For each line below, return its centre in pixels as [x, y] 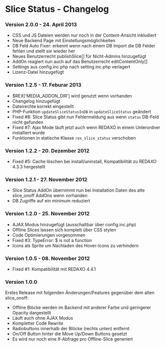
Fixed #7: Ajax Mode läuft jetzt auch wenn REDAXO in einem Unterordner [86, 127]
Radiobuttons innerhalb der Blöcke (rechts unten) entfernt [71, 329]
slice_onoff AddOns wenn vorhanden [50, 196]
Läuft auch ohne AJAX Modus [43, 318]
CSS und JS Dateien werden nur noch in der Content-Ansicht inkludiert [84, 35]
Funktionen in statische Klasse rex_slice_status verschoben [74, 138]
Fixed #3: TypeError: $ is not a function [52, 240]
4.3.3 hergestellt [29, 167]
